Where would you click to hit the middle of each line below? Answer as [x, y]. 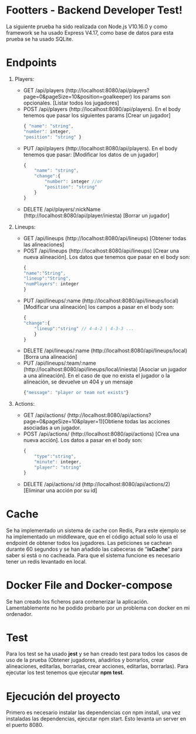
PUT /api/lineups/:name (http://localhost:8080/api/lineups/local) [101, 301]
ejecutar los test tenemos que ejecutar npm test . [65, 672]
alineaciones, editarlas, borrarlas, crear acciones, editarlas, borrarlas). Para [97, 666]
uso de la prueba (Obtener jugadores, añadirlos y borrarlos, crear [85, 660]
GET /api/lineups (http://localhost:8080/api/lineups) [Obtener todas [105, 238]
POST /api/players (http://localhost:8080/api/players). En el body [102, 109]
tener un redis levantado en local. [46, 561]
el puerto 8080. [25, 725]
